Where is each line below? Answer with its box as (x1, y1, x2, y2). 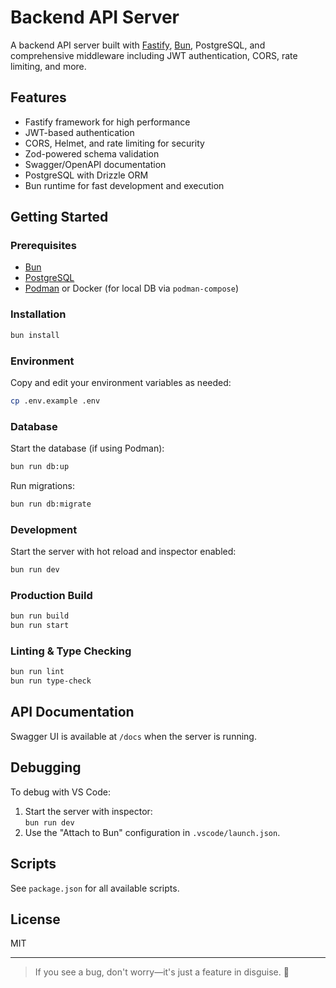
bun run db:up (10, 462, 70, 472)
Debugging (10, 759, 82, 776)
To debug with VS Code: (10, 786, 111, 798)
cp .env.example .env (10, 396, 101, 406)
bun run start (10, 621, 70, 631)
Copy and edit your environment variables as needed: (10, 376, 232, 388)
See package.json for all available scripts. (10, 882, 180, 894)
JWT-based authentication (24, 126, 135, 138)
